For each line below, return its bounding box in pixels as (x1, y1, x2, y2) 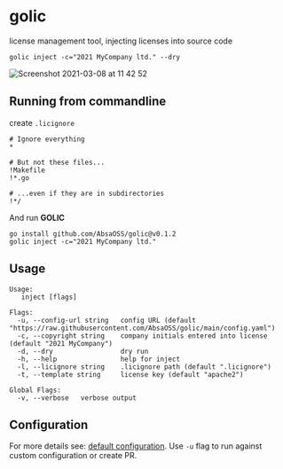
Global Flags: (9, 386, 62, 395)
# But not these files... (9, 158, 105, 167)
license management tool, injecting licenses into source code (9, 35, 233, 46)
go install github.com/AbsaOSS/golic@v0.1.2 (9, 229, 177, 238)
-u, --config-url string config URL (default (17, 316, 197, 324)
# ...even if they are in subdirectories (9, 189, 165, 198)
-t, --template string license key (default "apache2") (17, 370, 244, 379)
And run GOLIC (9, 212, 65, 223)
